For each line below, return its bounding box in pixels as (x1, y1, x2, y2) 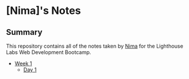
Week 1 (14, 60, 32, 67)
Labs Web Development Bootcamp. (6, 49, 92, 56)
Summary (6, 27, 43, 37)
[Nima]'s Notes (6, 4, 81, 17)
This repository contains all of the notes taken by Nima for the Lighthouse (6, 42, 183, 49)
